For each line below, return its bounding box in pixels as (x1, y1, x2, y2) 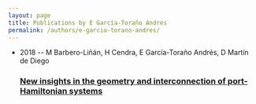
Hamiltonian (19, 86, 68, 97)
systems (69, 86, 103, 97)
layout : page (8, 11, 51, 20)
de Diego (19, 56, 50, 65)
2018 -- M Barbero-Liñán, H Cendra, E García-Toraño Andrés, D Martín (19, 48, 250, 58)
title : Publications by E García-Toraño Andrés (8, 19, 168, 27)
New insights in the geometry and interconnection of (19, 76, 226, 87)
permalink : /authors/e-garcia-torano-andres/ (8, 26, 160, 34)
